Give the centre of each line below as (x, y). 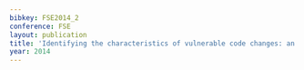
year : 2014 (30, 52)
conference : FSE (40, 26)
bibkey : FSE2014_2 (44, 18)
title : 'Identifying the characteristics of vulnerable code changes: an (152, 43)
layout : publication (49, 35)
